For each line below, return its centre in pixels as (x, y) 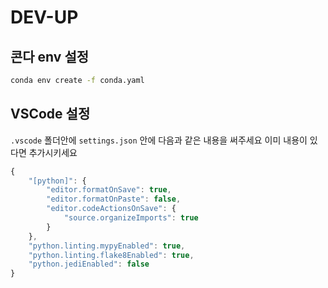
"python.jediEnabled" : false (89, 264)
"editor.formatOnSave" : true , (109, 190)
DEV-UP (44, 17)
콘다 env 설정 (50, 56)
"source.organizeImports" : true (131, 218)
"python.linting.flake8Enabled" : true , (111, 255)
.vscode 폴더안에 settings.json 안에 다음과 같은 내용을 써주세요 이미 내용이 (159, 140)
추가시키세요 (53, 152)
